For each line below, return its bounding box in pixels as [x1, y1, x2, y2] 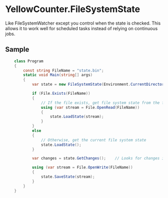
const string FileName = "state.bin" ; [23, 68, 104, 73]
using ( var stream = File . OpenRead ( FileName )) [40, 105, 140, 110]
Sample [5, 45, 29, 54]
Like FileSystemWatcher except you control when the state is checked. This [5, 20, 161, 26]
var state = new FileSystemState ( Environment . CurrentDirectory [31, 82, 166, 87]
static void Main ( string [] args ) [23, 73, 93, 78]
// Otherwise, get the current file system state [40, 137, 146, 142]
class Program [14, 59, 43, 64]
